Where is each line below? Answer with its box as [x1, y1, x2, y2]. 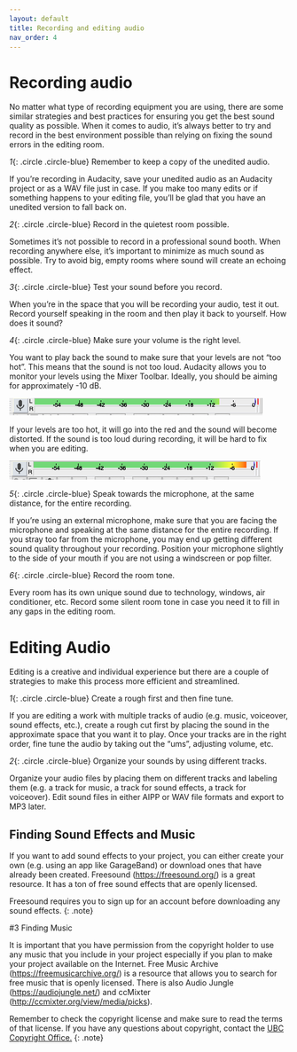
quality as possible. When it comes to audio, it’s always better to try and [9, 121, 272, 131]
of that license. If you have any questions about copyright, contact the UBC [9, 1023, 285, 1033]
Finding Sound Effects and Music [9, 827, 196, 842]
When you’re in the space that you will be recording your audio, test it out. [9, 299, 279, 310]
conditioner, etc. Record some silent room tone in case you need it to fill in [9, 597, 280, 608]
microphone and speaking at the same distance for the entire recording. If [9, 524, 279, 536]
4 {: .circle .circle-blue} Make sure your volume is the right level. [9, 335, 242, 346]
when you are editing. [9, 444, 89, 454]
